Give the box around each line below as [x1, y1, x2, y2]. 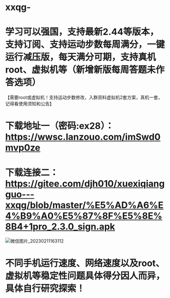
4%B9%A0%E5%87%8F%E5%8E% [5, 210, 163, 221]
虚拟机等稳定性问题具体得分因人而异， [5, 270, 165, 282]
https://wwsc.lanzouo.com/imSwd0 [5, 131, 161, 143]
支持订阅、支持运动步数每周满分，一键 [5, 39, 165, 51]
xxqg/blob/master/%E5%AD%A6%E [5, 199, 164, 211]
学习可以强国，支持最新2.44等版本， [5, 26, 159, 38]
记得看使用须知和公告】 [5, 101, 54, 107]
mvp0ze [5, 142, 40, 154]
